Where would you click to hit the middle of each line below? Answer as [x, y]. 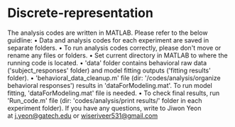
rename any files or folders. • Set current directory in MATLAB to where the [118, 55]
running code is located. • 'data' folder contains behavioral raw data [107, 62]
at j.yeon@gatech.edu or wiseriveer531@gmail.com [83, 116]
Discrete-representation [81, 13]
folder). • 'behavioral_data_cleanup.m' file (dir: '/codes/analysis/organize [114, 78]
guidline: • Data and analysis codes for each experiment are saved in [108, 40]
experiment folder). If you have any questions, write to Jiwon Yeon [104, 108]
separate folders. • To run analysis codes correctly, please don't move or [114, 48]
